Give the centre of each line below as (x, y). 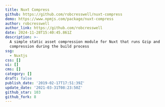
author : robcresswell (27, 23)
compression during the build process (50, 46)
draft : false (19, 78)
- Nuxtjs (19, 55)
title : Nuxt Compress (27, 10)
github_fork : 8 (21, 97)
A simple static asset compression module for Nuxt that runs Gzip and (85, 42)
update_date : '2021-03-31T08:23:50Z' (44, 88)
